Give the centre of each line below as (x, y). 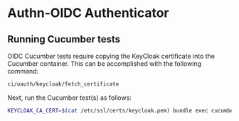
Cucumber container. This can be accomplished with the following (104, 64)
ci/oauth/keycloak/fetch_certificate (63, 84)
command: (23, 71)
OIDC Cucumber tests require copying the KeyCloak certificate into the (111, 56)
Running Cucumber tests (64, 39)
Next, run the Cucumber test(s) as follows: (69, 98)
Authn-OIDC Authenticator (88, 13)
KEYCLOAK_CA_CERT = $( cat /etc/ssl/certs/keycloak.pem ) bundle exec (108, 110)
